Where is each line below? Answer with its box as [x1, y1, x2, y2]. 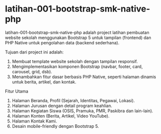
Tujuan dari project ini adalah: [5, 49, 64, 55]
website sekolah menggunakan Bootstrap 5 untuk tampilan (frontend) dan [5, 35, 151, 40]
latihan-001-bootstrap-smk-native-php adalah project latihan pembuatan [5, 29, 149, 35]
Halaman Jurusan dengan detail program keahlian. [12, 103, 112, 108]
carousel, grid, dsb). [12, 68, 52, 74]
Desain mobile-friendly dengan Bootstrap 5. [12, 123, 99, 129]
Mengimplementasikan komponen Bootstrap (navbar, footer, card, [12, 64, 143, 69]
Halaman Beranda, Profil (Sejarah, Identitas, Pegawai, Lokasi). [12, 97, 135, 103]
